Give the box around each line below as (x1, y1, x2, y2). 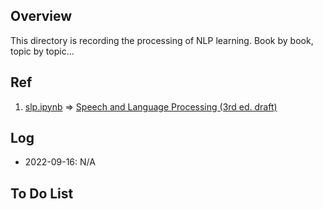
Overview (10, 8, 73, 25)
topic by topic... (10, 45, 75, 57)
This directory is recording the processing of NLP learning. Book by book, (10, 34, 314, 46)
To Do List (10, 185, 74, 202)
